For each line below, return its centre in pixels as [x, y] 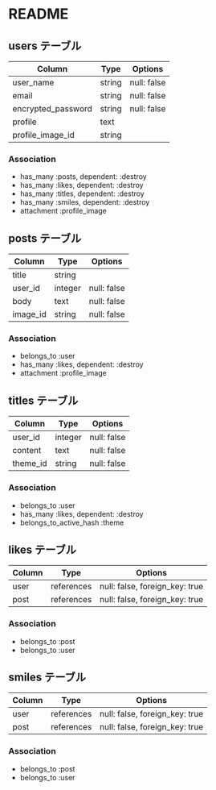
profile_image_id [43, 135]
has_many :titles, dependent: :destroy [82, 193]
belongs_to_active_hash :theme [72, 522]
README [39, 14]
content [27, 451]
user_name [33, 83]
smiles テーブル [47, 678]
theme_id [30, 464]
